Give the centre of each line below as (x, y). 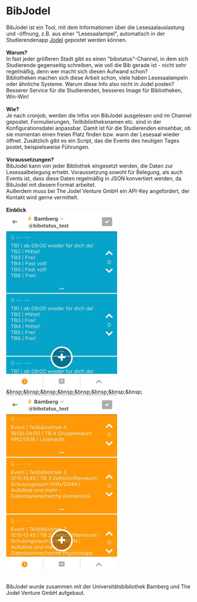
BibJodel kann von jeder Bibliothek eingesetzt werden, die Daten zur (90, 166)
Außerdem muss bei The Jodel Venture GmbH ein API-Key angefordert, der (98, 191)
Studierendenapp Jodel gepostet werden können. (67, 40)
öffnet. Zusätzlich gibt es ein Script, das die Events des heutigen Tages (93, 140)
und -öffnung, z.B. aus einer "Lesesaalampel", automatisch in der (86, 33)
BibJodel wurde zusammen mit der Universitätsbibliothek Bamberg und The (98, 586)
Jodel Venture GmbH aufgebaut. (46, 593)
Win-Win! (17, 97)
